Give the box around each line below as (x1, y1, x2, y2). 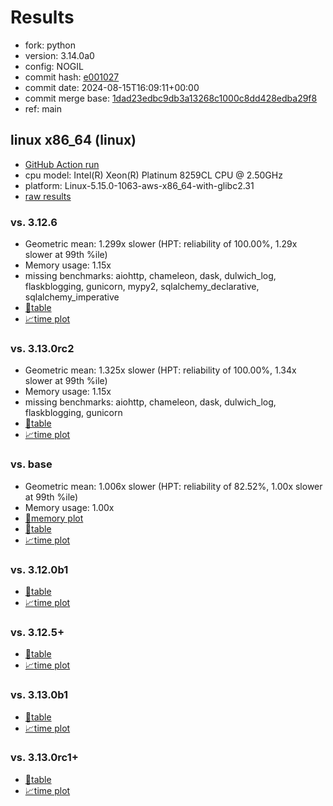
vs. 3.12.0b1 (10, 562, 69, 576)
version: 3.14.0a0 (24, 49, 95, 61)
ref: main (24, 102, 62, 115)
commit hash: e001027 (24, 71, 120, 83)
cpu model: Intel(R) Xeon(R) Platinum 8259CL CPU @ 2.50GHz (24, 169, 283, 181)
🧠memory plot (24, 512, 84, 524)
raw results (24, 190, 72, 202)
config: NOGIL (24, 60, 84, 72)
